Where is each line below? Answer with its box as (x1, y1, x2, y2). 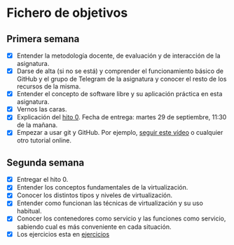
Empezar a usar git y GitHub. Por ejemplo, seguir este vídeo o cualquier (16, 128, 223, 137)
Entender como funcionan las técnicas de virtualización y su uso (16, 199, 204, 208)
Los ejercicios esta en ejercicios (16, 230, 110, 238)
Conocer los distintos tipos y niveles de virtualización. (16, 191, 173, 199)
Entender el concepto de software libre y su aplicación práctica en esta (16, 90, 223, 98)
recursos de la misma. (16, 82, 81, 91)
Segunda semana (6, 157, 85, 168)
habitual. (16, 207, 43, 216)
